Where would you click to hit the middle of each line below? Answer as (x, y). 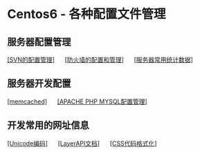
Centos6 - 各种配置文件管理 (87, 14)
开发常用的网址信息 (48, 125)
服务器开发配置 (39, 84)
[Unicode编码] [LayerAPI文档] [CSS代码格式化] (82, 143)
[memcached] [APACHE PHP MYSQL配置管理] (77, 102)
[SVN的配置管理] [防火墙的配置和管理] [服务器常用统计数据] (100, 60)
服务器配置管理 (39, 42)
